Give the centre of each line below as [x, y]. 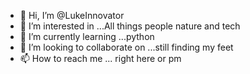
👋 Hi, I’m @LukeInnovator [72, 15]
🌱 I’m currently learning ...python [87, 36]
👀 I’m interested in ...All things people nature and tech [130, 26]
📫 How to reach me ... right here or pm [100, 58]
